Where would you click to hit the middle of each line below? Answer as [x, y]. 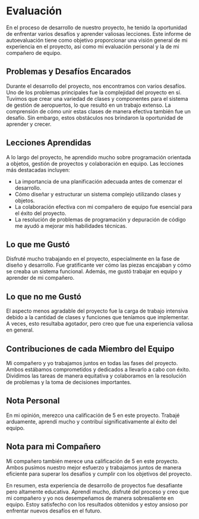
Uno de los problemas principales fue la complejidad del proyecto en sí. [94, 92]
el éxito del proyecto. [40, 213]
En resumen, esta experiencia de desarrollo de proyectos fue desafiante [94, 485]
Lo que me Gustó [38, 244]
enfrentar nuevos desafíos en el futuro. [54, 511]
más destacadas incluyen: [38, 170]
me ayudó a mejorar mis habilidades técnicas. [71, 225]
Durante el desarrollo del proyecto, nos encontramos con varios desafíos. [96, 86]
